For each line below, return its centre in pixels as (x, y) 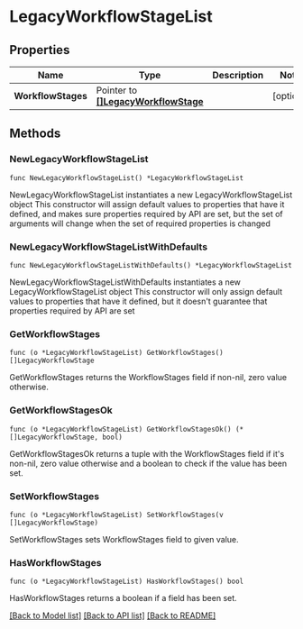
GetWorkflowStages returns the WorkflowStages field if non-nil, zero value (148, 378)
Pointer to (117, 90)
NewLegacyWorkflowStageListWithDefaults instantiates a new (125, 282)
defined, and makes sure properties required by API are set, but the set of (147, 214)
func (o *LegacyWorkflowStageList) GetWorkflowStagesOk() (120, 429)
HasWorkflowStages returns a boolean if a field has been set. (123, 598)
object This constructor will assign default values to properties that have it (147, 204)
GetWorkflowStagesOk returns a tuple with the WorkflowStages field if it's (147, 453)
